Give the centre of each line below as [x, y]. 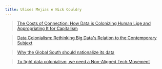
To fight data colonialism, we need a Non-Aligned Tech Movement [83, 61]
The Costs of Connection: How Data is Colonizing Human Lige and [84, 23]
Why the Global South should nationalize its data [66, 52]
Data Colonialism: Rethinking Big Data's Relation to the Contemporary [87, 38]
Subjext [25, 43]
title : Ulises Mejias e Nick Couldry [43, 9]
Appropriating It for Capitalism [47, 28]
